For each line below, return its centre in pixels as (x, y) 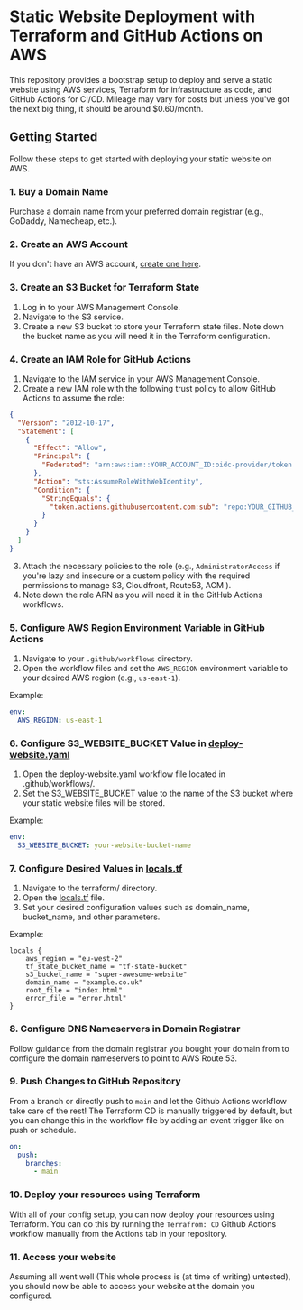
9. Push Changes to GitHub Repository (96, 1082)
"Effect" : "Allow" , (69, 448)
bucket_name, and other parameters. (91, 917)
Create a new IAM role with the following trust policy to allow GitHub (149, 388)
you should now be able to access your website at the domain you (132, 1286)
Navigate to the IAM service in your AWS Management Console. (141, 378)
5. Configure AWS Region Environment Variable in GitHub (138, 627)
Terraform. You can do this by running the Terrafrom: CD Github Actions (143, 1223)
